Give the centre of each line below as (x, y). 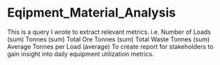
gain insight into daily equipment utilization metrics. (81, 54)
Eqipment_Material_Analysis (92, 13)
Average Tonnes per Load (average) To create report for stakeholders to (110, 46)
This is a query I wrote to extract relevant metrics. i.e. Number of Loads (109, 32)
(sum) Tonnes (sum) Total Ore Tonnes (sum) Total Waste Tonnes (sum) (109, 39)
